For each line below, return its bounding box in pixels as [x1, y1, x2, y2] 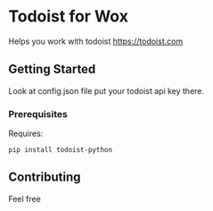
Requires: [8, 128, 44, 139]
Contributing [8, 170, 81, 185]
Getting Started [8, 62, 96, 77]
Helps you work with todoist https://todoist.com [8, 36, 184, 46]
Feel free [8, 193, 41, 204]
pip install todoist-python [8, 146, 113, 155]
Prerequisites [8, 107, 68, 120]
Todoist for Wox [8, 6, 128, 27]
